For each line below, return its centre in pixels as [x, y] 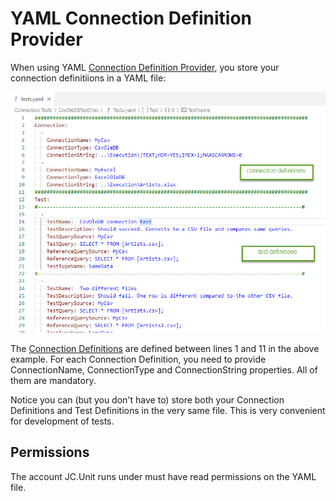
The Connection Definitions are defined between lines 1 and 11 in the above [165, 348]
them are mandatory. [53, 380]
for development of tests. [62, 421]
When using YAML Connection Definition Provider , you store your [145, 67]
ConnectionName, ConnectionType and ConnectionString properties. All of [164, 369]
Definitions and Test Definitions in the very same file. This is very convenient [168, 410]
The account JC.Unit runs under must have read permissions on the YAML [163, 476]
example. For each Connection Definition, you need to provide [138, 359]
